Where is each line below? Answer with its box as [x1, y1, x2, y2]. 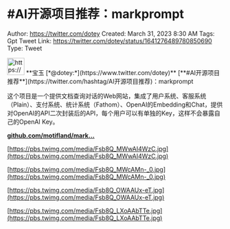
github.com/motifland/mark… [7, 131, 95, 140]
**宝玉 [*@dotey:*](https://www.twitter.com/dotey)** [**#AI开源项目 [25, 68, 220, 76]
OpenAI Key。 [19, 118, 59, 126]
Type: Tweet [7, 44, 43, 52]
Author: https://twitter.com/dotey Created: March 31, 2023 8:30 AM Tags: [7, 29, 215, 38]
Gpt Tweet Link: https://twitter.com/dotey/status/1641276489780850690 [7, 36, 213, 45]
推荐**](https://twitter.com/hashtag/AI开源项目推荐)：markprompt [7, 77, 194, 85]
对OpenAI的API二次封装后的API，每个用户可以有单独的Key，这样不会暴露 [7, 109, 215, 117]
